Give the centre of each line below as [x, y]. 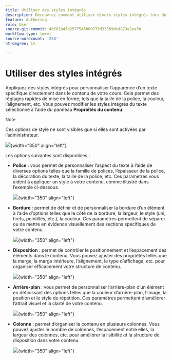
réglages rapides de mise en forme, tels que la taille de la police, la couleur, [85, 99]
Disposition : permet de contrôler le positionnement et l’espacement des [90, 250]
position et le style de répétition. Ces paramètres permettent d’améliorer [89, 298]
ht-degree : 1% [21, 44]
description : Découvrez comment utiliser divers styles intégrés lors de [86, 15]
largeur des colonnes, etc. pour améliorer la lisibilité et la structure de [86, 335]
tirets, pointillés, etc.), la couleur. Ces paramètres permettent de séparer [89, 218]
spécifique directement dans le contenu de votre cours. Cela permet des [82, 93]
